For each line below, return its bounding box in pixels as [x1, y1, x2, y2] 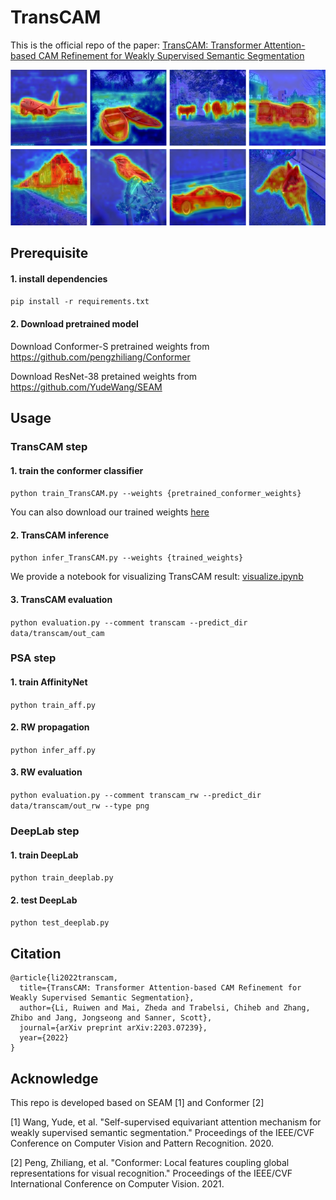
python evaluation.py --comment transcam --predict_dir [10, 617, 248, 628]
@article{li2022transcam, [10, 973, 118, 983]
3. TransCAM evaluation [10, 593, 113, 605]
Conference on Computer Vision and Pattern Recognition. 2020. [10, 1137, 274, 1150]
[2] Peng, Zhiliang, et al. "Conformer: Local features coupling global [10, 1157, 290, 1169]
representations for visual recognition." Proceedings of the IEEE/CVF [10, 1167, 293, 1180]
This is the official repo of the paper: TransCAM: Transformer [10, 39, 262, 51]
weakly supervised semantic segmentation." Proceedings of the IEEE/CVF [10, 1127, 315, 1139]
